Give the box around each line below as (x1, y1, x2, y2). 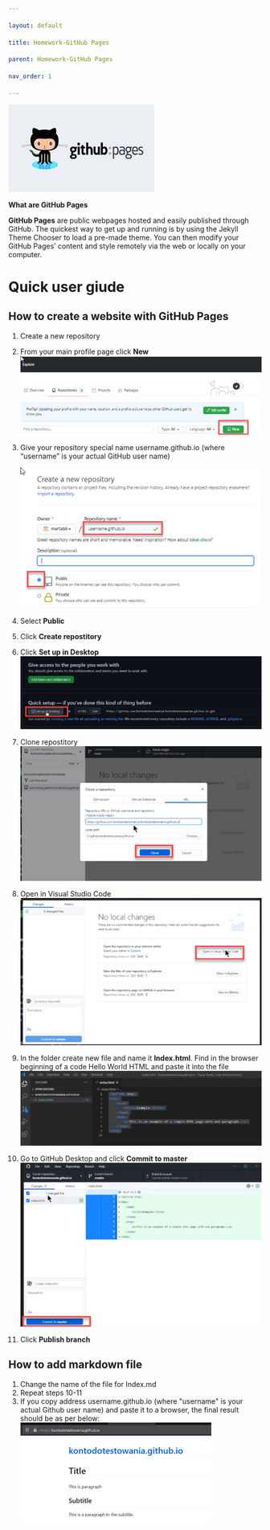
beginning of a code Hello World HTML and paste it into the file (19, 1061, 229, 1071)
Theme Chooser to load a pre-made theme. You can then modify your (8, 232, 239, 242)
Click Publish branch (19, 1335, 91, 1344)
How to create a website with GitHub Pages (8, 310, 229, 323)
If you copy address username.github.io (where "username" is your (19, 1396, 243, 1406)
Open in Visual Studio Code (19, 889, 112, 899)
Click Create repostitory (19, 631, 102, 641)
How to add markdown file (8, 1358, 143, 1372)
